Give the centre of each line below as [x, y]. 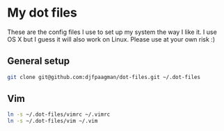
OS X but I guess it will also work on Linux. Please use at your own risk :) [111, 39]
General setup [39, 61]
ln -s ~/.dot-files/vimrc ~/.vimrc [59, 115]
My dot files [42, 13]
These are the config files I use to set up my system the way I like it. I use [112, 32]
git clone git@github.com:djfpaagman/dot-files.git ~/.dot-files [104, 77]
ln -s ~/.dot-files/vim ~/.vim [53, 121]
